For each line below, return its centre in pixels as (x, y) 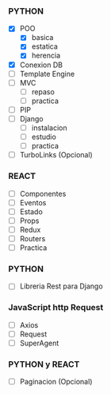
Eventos (33, 202)
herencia (46, 56)
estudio (44, 137)
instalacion (49, 127)
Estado (31, 211)
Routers (33, 238)
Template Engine (47, 74)
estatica (44, 46)
